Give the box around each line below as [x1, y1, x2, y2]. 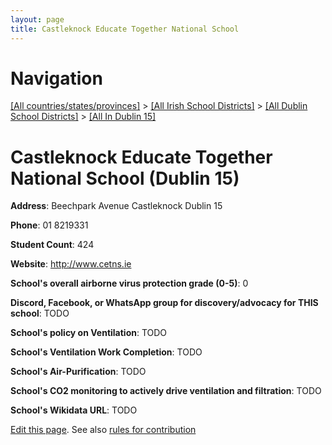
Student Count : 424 [10, 239, 95, 251]
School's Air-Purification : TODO [10, 366, 147, 378]
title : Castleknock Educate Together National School [10, 24, 240, 34]
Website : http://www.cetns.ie [10, 258, 132, 270]
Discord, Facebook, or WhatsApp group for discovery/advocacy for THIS [10, 297, 319, 309]
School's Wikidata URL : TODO [10, 404, 138, 416]
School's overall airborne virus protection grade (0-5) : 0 [10, 277, 249, 290]
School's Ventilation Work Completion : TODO [10, 346, 203, 358]
